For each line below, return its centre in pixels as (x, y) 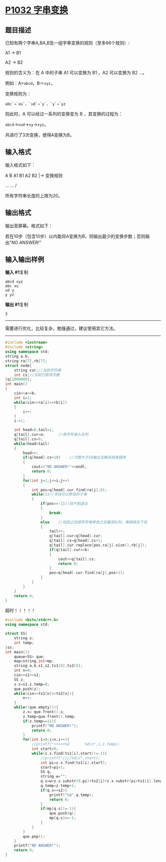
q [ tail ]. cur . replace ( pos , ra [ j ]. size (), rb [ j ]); (98, 545)
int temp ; (24, 643)
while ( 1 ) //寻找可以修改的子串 (59, 494)
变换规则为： (18, 94)
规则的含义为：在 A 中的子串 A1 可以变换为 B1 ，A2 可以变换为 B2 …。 (76, 73)
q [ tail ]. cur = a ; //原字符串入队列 (51, 434)
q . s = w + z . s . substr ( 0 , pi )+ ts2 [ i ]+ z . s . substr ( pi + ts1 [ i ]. (97, 781)
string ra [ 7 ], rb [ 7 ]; (26, 361)
